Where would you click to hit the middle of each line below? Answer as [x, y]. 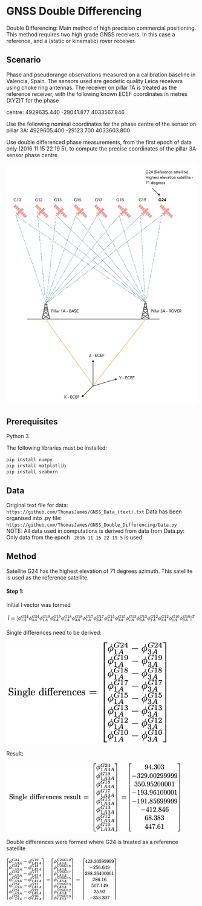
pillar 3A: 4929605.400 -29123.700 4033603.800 [68, 130]
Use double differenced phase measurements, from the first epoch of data [99, 142]
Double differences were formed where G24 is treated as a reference [92, 842]
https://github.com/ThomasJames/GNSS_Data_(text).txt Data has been [94, 512]
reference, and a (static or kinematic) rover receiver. [71, 41]
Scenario [24, 60]
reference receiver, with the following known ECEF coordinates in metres [97, 94]
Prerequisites [32, 421]
